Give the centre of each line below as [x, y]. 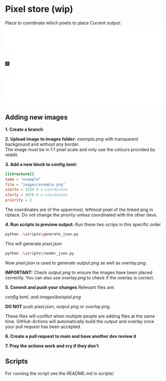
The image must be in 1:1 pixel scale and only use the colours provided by [80, 149]
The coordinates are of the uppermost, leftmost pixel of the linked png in [79, 210]
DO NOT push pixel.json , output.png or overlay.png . [58, 306]
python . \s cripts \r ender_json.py [40, 253]
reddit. [12, 155]
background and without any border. [42, 144]
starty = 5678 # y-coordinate [36, 195]
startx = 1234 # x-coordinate [36, 190]
